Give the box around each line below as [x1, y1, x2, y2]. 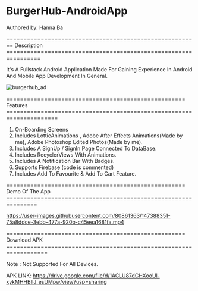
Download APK [6, 236, 43, 243]
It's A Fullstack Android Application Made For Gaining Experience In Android [6, 65, 193, 73]
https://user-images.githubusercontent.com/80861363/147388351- [6, 212, 171, 219]
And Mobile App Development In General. [6, 72, 108, 79]
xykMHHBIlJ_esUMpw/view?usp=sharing [6, 278, 107, 285]
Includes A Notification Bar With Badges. [14, 157, 115, 164]
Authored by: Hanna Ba [6, 24, 64, 31]
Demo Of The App [6, 187, 51, 195]
